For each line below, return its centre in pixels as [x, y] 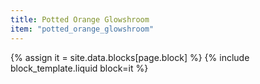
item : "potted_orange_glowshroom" [82, 29]
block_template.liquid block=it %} [79, 68]
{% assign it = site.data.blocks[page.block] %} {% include [130, 57]
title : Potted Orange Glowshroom [80, 19]
